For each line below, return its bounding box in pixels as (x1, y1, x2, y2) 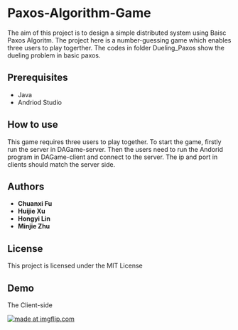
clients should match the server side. (7, 160, 116, 168)
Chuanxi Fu (17, 199, 53, 208)
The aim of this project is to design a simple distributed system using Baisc (7, 28, 227, 37)
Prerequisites (7, 72, 68, 84)
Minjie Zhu (17, 222, 50, 231)
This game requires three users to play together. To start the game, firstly (7, 137, 222, 146)
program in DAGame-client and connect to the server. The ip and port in (7, 153, 218, 161)
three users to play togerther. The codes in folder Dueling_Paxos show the (7, 43, 225, 52)
